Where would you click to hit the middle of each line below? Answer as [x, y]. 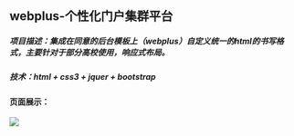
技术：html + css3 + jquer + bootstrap [83, 77]
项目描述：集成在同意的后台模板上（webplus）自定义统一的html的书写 [143, 41]
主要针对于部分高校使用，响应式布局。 [97, 52]
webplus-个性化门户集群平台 [91, 16]
